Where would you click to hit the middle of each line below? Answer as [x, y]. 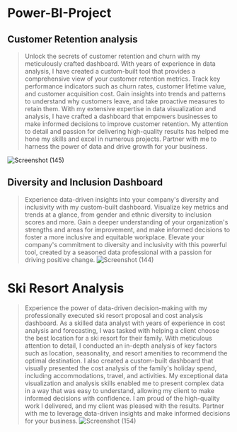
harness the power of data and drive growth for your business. [116, 146]
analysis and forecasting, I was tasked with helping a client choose [122, 330]
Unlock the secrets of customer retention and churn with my [112, 56]
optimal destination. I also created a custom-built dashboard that [119, 360]
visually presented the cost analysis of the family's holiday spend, [121, 368]
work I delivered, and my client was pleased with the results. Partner [124, 406]
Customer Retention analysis [73, 39]
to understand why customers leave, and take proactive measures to [125, 101]
